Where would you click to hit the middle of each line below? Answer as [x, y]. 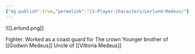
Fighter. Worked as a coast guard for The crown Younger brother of [87, 39]
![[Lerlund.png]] [25, 28]
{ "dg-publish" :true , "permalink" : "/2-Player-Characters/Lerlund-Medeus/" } [97, 11]
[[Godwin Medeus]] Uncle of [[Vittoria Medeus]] [64, 45]
